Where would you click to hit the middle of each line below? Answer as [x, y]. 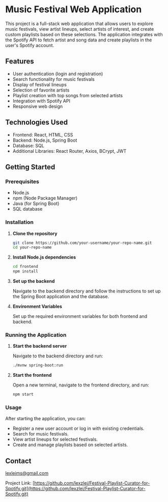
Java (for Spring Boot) [36, 203]
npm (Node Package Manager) [45, 198]
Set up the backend [34, 281]
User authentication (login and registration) [58, 74]
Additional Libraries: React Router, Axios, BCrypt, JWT [69, 151]
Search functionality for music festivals [54, 79]
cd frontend [25, 267]
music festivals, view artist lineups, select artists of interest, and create [80, 29]
